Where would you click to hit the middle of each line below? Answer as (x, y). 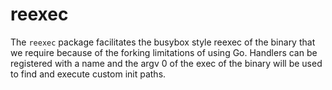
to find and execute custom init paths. (88, 74)
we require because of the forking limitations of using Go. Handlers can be (164, 52)
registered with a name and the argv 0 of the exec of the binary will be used (166, 63)
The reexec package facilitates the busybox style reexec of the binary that (163, 42)
